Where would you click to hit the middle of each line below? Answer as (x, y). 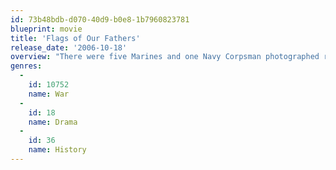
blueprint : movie (46, 29)
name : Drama (53, 122)
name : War (49, 94)
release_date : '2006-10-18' (69, 47)
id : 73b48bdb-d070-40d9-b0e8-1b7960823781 (100, 19)
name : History (57, 150)
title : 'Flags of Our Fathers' (75, 38)
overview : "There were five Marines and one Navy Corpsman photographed (165, 57)
